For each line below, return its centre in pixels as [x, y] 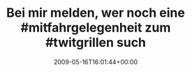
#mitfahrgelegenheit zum [96, 28]
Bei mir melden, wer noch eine [96, 13]
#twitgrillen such [96, 43]
